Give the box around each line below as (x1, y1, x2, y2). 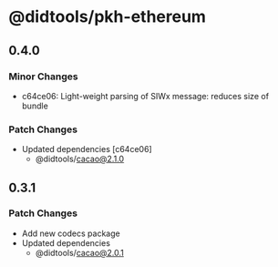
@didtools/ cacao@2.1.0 (35, 153, 125, 165)
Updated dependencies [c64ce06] (21, 144, 152, 155)
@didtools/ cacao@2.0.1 (35, 247, 125, 258)
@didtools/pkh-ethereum (8, 6, 207, 27)
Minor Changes (8, 70, 78, 83)
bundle (21, 100, 49, 111)
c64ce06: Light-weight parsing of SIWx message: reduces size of (21, 90, 270, 101)
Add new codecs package (21, 228, 120, 239)
